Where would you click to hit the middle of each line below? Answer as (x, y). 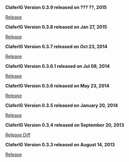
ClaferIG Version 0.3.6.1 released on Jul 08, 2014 (57, 66)
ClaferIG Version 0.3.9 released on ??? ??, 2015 (56, 7)
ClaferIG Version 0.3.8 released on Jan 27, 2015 (56, 27)
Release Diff (18, 135)
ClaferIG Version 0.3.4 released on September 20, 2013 (65, 125)
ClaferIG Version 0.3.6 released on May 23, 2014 (57, 86)
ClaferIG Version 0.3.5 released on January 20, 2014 (61, 105)
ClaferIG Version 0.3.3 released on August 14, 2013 (60, 145)
